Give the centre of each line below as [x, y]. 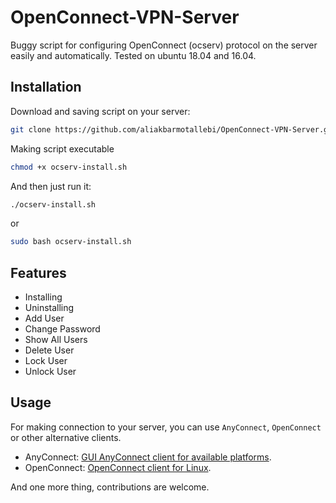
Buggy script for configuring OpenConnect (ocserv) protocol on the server [164, 45]
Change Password [62, 329]
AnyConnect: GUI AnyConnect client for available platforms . [148, 457]
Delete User [49, 350]
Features [38, 272]
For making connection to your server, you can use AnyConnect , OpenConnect [166, 427]
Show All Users [56, 340]
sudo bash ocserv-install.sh [71, 242]
